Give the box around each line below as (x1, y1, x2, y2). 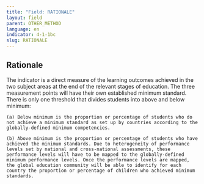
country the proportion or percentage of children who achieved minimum (6, 167, 195, 174)
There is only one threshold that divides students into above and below (6, 95, 185, 103)
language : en (6, 26, 40, 32)
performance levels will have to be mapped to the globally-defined (6, 151, 184, 158)
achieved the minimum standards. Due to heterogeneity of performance (6, 141, 190, 147)
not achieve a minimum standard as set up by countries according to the (6, 119, 199, 125)
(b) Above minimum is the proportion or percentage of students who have (6, 135, 199, 141)
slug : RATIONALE (6, 37, 48, 43)
